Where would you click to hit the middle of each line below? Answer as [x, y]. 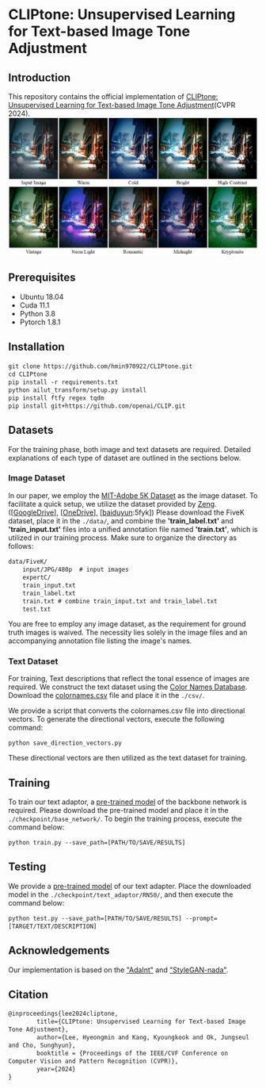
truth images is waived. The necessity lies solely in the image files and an [128, 632]
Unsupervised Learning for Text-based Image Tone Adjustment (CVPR [122, 105]
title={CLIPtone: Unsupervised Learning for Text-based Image [141, 1022]
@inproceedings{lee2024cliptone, [63, 1014]
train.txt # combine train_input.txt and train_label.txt [120, 601]
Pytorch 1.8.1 [40, 322]
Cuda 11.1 [34, 305]
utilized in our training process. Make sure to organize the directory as [123, 538]
